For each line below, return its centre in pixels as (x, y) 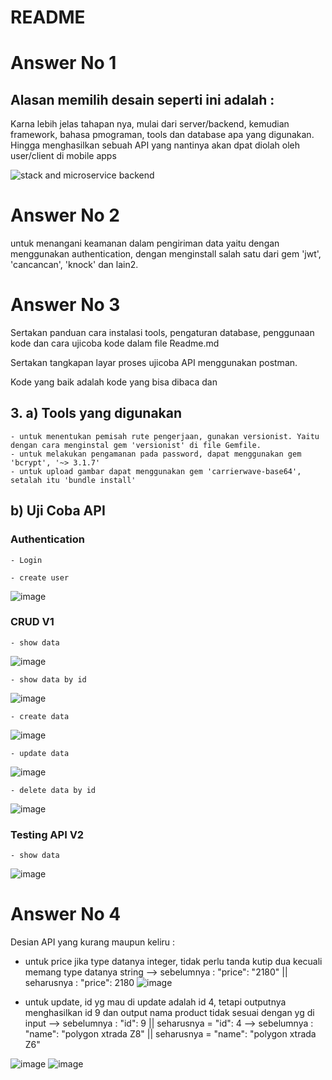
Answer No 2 (65, 215)
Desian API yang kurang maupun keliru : (93, 942)
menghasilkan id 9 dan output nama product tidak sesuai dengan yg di (169, 1013)
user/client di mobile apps (63, 156)
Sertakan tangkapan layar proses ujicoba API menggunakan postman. (154, 363)
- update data (40, 753)
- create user (40, 577)
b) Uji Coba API (58, 511)
